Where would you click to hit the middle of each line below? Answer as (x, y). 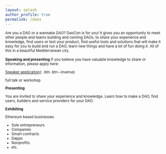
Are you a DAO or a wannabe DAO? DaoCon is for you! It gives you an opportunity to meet (83, 33)
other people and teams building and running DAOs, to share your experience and (76, 38)
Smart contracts (25, 134)
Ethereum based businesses (30, 117)
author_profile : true (28, 15)
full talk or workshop (23, 80)
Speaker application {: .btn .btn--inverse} (40, 72)
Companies (21, 129)
